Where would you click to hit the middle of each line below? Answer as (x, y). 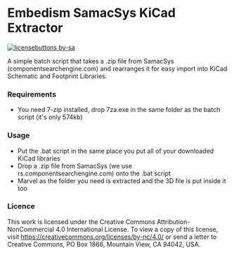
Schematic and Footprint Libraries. (57, 76)
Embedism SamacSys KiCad (91, 13)
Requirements (32, 94)
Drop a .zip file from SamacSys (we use (74, 166)
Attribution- (174, 222)
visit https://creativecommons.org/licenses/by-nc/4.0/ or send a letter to (112, 237)
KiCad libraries (39, 158)
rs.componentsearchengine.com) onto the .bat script (94, 173)
